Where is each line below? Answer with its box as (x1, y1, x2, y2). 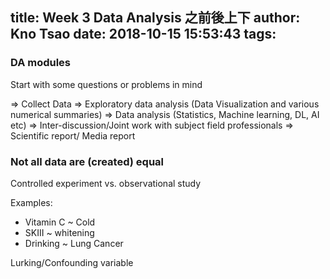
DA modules (10, 56, 72, 70)
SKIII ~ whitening (24, 226, 95, 238)
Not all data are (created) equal (10, 154, 165, 168)
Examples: (10, 196, 53, 208)
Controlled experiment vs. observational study (10, 177, 202, 189)
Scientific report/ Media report (10, 129, 136, 142)
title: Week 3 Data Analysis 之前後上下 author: (10, 9, 301, 27)
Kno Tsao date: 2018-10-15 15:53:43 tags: (10, 26, 277, 43)
